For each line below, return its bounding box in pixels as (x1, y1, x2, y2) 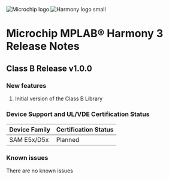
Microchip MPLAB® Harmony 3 (6, 27, 164, 40)
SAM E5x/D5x (9, 136, 49, 144)
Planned (56, 136, 80, 144)
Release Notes (6, 40, 80, 53)
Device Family (9, 126, 51, 134)
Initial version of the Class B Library (14, 95, 103, 102)
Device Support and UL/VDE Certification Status (6, 110, 150, 118)
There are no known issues (6, 167, 73, 174)
